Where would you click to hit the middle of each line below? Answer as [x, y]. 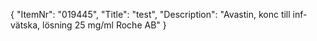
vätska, [25, 25]
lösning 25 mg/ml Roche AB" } [104, 25]
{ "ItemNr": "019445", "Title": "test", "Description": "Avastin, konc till [150, 14]
